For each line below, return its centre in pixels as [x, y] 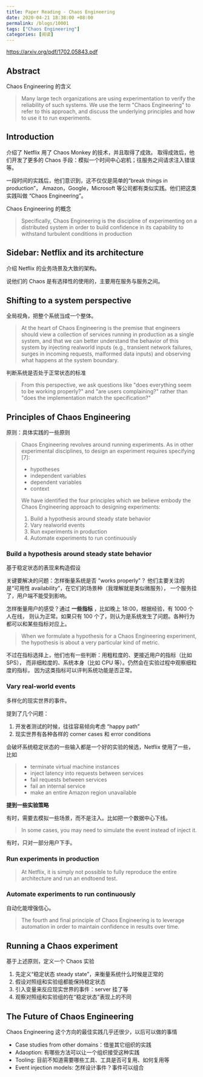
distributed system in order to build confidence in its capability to [102, 227]
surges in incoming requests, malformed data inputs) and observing [106, 354]
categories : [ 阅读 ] [30, 35]
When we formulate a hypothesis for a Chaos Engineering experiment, [109, 636]
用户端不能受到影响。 [43, 596]
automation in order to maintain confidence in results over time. [100, 927]
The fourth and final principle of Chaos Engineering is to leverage [103, 920]
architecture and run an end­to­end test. [69, 878]
